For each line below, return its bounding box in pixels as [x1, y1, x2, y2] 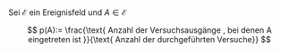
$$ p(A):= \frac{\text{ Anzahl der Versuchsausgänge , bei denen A [27, 25, 272, 35]
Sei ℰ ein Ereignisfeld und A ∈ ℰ [8, 7, 127, 18]
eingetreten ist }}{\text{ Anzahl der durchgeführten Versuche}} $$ [27, 34, 272, 44]
